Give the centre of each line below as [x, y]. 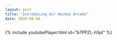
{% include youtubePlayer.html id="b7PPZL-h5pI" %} [59, 33]
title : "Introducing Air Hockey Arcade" [47, 14]
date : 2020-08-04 [23, 19]
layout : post [18, 10]
